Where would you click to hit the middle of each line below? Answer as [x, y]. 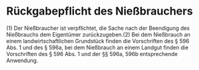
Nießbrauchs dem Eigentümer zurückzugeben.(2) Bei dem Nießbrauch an [98, 34]
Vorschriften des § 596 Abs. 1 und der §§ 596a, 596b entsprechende [92, 54]
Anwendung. [22, 60]
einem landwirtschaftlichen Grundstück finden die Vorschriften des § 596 [98, 41]
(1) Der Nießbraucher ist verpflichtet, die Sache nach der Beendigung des [98, 28]
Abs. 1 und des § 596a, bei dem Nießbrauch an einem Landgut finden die [97, 47]
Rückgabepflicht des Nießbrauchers [99, 11]
